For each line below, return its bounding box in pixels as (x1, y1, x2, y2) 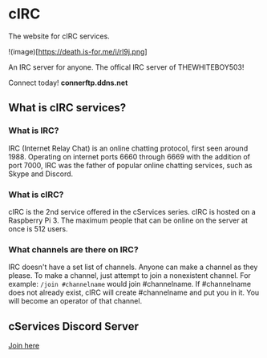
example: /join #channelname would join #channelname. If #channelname (8, 280, 251, 289)
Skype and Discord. (8, 169, 74, 179)
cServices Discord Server (8, 320, 139, 333)
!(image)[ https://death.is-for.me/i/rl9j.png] (8, 46, 148, 56)
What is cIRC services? (8, 101, 127, 115)
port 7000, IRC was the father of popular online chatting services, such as (8, 160, 253, 170)
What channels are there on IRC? (8, 243, 139, 255)
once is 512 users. (8, 223, 68, 233)
